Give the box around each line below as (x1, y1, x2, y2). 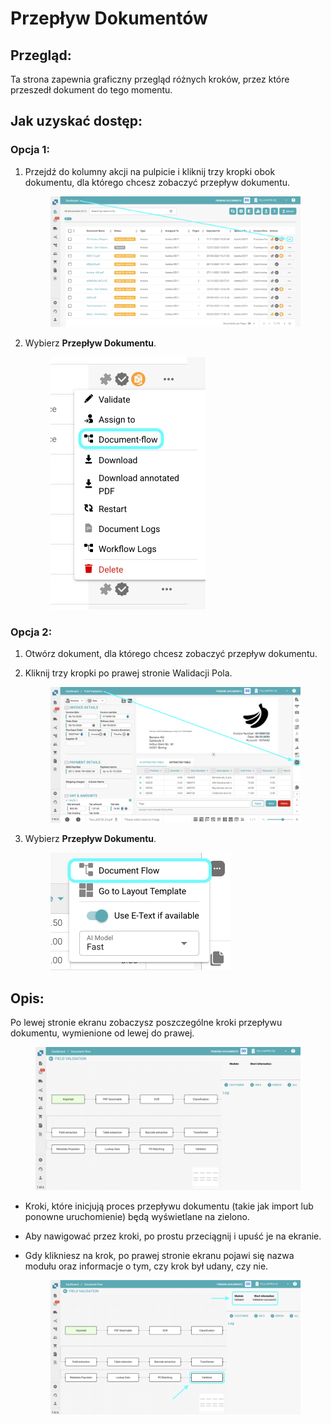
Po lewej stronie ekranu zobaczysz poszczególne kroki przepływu (10, 1017, 283, 1029)
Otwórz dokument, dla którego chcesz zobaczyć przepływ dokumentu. (24, 648, 318, 660)
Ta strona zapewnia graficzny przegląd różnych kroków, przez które (10, 73, 290, 85)
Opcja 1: (10, 143, 50, 157)
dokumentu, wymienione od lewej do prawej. (10, 1027, 195, 1039)
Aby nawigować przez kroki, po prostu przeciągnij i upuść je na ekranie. (24, 1230, 322, 1242)
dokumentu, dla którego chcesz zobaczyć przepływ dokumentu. (24, 176, 291, 188)
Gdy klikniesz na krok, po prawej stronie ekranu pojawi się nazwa (24, 1249, 295, 1261)
